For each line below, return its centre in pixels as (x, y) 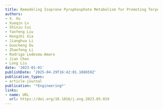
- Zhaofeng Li (19, 50)
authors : (14, 14)
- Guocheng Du (19, 45)
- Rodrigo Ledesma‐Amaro (30, 54)
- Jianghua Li (19, 41)
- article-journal (24, 81)
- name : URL (17, 95)
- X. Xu (13, 18)
